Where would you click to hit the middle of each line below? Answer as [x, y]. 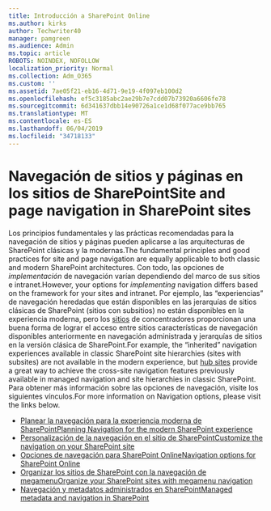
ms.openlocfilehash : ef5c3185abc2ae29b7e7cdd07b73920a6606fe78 [117, 99]
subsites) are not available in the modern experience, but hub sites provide [133, 361]
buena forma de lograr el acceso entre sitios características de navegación [133, 327]
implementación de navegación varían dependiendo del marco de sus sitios [134, 276]
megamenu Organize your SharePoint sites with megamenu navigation [136, 480]
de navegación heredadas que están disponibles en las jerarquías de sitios [133, 302]
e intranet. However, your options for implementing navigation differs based [133, 285]
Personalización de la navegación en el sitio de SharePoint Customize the [141, 437]
